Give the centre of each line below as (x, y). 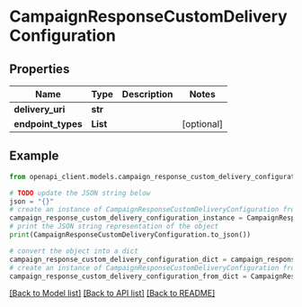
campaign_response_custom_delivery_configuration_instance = (126, 218)
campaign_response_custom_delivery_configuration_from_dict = (128, 276)
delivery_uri (40, 109)
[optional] (202, 124)
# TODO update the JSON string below (80, 193)
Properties (40, 69)
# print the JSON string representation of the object (114, 227)
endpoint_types (48, 124)
